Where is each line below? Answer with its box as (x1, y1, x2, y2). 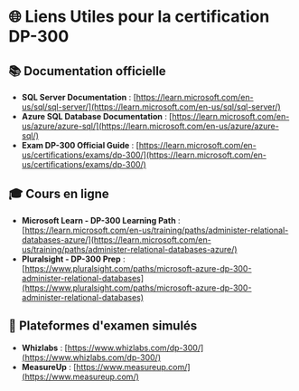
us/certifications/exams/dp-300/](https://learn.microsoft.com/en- (21, 149, 267, 160)
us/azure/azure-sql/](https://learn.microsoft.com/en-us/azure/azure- (21, 120, 279, 131)
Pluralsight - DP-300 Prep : (21, 253, 126, 264)
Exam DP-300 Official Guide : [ (21, 140, 139, 150)
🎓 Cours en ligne (8, 186, 109, 202)
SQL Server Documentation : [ (21, 92, 137, 102)
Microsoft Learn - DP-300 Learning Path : (21, 215, 182, 225)
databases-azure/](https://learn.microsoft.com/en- (21, 234, 211, 245)
